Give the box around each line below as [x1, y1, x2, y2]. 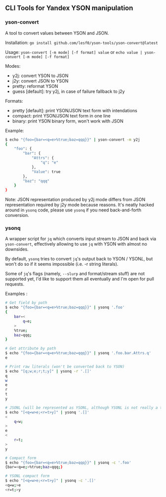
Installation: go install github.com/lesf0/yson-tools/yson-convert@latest [5, 40, 158, 45]
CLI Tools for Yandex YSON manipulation [5, 4, 133, 12]
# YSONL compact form [5, 474, 50, 479]
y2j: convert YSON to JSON [12, 73, 69, 79]
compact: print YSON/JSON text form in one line [12, 113, 111, 119]
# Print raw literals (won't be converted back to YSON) [5, 364, 125, 369]
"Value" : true [31, 169, 61, 174]
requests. [5, 281, 25, 287]
